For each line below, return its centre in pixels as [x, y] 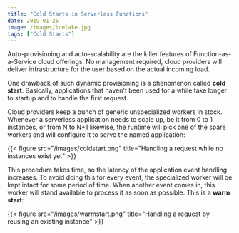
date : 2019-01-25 [33, 21]
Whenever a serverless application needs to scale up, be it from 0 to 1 [110, 120]
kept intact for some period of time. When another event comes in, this [111, 185]
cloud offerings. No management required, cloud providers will [130, 62]
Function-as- [212, 54]
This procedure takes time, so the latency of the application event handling [117, 170]
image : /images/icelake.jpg [49, 27]
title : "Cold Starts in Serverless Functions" [78, 14]
